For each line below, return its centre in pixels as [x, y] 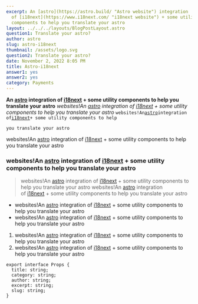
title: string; [30, 270]
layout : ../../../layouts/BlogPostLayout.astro [66, 28]
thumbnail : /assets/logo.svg [42, 50]
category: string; [34, 275]
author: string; [31, 280]
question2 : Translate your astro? [49, 55]
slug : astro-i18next [32, 45]
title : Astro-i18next [33, 66]
